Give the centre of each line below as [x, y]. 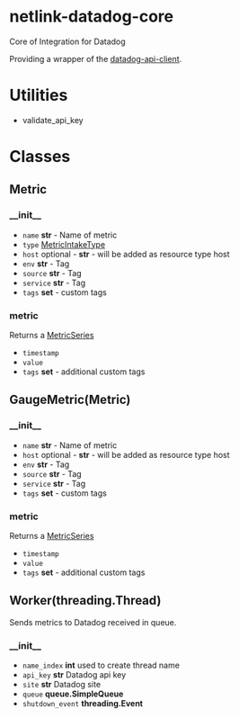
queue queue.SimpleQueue [73, 694]
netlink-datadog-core [91, 17]
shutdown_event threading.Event [83, 704]
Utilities [39, 95]
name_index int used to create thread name [101, 665]
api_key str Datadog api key [74, 675]
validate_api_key [53, 120]
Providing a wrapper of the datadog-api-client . [96, 58]
